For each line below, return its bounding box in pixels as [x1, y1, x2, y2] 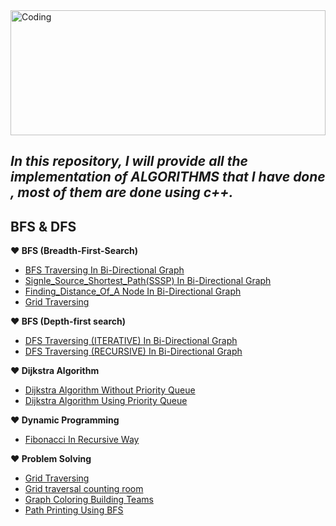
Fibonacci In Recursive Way [24, 434, 140, 446]
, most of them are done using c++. [10, 184, 234, 201]
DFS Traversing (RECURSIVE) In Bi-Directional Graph [24, 345, 243, 358]
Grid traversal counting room [24, 483, 144, 495]
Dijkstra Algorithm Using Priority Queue [24, 395, 188, 407]
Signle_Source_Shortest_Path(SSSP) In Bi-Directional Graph [24, 275, 272, 287]
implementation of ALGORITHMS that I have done [10, 169, 326, 186]
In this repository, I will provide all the [10, 153, 248, 170]
